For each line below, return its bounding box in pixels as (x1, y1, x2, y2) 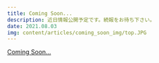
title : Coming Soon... (7, 10, 73, 17)
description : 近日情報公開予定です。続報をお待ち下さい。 (7, 16, 156, 23)
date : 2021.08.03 (7, 23, 57, 29)
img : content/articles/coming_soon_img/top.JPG (7, 29, 147, 36)
